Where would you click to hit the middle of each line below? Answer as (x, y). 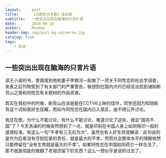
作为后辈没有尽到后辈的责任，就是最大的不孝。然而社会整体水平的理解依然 (85, 138)
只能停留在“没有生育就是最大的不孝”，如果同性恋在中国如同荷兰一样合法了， (83, 145)
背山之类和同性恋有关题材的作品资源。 (44, 93)
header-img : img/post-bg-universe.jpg (45, 33)
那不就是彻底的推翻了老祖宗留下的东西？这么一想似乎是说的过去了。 (74, 151)
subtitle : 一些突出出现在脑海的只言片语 (44, 19)
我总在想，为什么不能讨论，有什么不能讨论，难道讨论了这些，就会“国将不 (80, 120)
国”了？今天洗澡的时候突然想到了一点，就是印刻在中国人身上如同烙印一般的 (82, 126)
